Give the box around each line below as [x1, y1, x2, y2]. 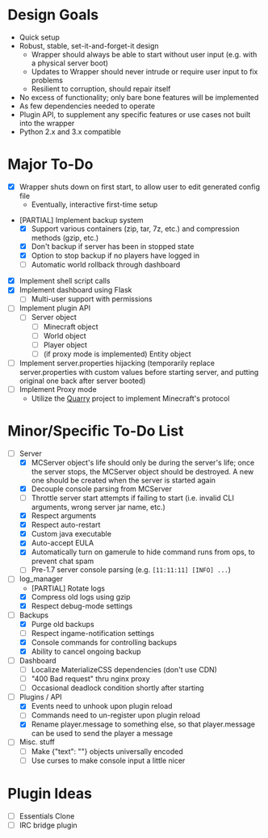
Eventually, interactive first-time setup [31, 200, 158, 209]
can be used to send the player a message [31, 729, 174, 739]
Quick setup [19, 32, 60, 42]
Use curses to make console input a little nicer [31, 756, 186, 765]
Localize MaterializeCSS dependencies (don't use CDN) [31, 665, 217, 674]
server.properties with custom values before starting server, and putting [19, 367, 259, 377]
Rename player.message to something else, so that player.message [31, 719, 256, 729]
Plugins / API [19, 693, 62, 702]
